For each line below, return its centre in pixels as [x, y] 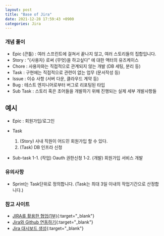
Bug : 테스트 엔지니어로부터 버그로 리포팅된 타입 [59, 84]
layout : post [19, 10]
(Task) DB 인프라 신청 [41, 148]
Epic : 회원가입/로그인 [33, 121]
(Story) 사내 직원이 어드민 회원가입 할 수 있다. [64, 141]
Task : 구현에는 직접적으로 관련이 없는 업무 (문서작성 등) [66, 72]
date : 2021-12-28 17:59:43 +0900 [40, 19]
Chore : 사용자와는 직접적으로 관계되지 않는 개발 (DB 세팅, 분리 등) [77, 66]
